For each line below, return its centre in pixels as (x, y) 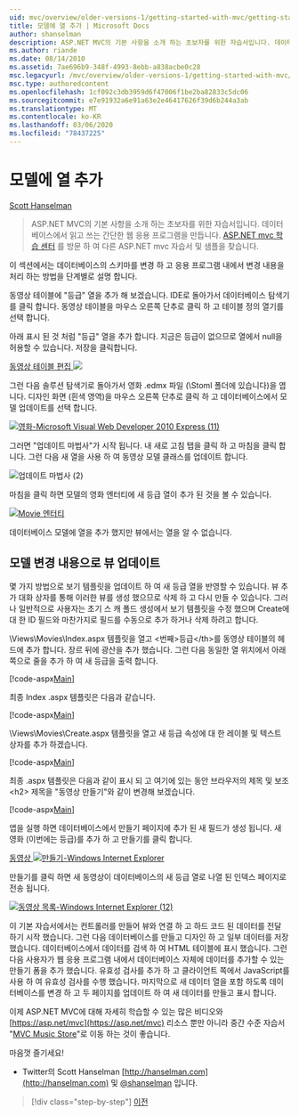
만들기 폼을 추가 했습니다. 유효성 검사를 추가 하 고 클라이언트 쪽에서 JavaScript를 (149, 970)
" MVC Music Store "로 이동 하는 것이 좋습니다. (90, 1033)
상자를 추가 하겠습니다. (48, 744)
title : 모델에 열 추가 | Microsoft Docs (79, 26)
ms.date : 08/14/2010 (48, 59)
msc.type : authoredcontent (59, 84)
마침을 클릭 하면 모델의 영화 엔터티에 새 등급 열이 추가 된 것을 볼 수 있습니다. (141, 494)
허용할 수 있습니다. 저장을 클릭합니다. (73, 347)
